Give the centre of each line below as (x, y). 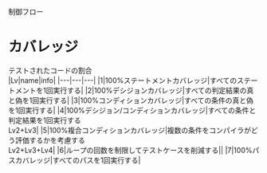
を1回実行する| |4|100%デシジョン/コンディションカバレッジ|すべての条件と (132, 110)
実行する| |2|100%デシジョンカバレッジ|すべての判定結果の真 (153, 90)
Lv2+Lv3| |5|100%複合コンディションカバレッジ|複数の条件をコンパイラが (130, 130)
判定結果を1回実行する (45, 120)
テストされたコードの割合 (50, 70)
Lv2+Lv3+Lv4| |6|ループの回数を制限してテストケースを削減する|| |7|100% (130, 150)
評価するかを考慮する (50, 140)
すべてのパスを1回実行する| (96, 160)
